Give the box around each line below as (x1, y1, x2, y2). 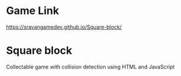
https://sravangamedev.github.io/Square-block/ (6, 23, 122, 30)
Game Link (6, 4, 60, 18)
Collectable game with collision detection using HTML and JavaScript (6, 63, 175, 70)
